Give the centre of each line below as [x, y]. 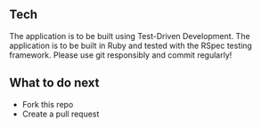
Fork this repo [48, 104]
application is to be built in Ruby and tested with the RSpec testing [130, 45]
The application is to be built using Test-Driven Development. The [130, 36]
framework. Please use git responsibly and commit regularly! [121, 55]
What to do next [54, 83]
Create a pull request [61, 114]
